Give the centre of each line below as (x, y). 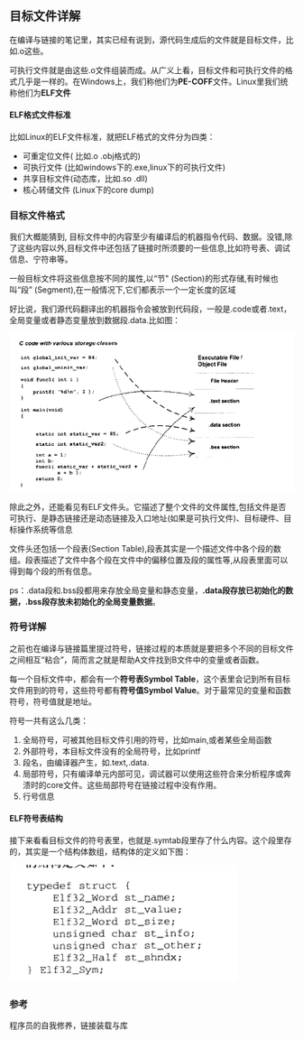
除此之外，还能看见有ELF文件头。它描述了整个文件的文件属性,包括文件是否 (148, 506)
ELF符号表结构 (36, 819)
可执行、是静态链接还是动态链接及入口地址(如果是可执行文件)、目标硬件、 (147, 518)
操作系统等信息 (45, 529)
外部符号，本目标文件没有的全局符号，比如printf (111, 751)
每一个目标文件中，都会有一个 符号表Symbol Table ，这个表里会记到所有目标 (150, 679)
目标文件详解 (45, 16)
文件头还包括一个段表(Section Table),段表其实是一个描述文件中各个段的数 (145, 548)
